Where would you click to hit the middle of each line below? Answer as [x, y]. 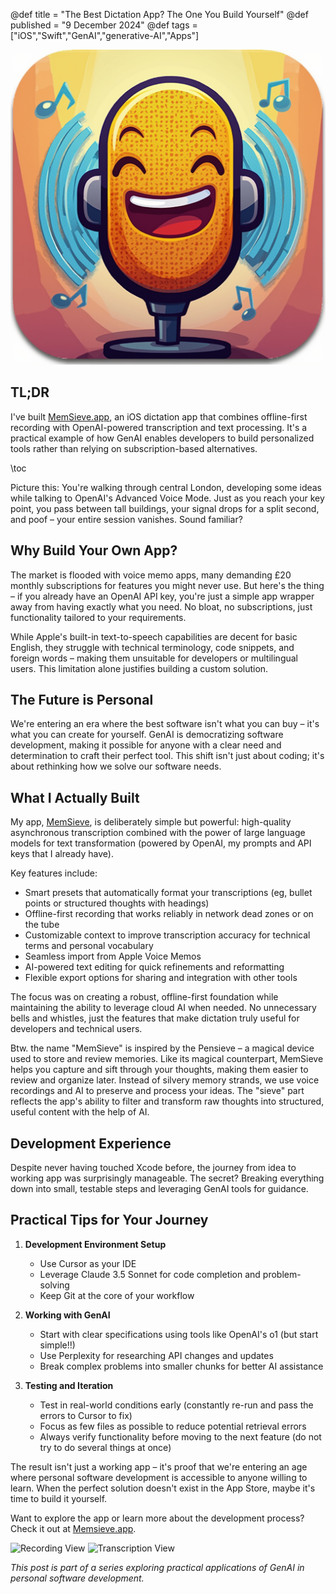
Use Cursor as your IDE [88, 1263]
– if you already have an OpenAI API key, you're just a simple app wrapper [162, 596]
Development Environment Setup [95, 1244]
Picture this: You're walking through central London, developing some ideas [166, 487]
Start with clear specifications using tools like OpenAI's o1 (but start [179, 1334]
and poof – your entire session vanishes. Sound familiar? [126, 519]
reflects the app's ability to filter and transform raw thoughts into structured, [167, 1101]
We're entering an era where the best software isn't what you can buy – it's [165, 724]
